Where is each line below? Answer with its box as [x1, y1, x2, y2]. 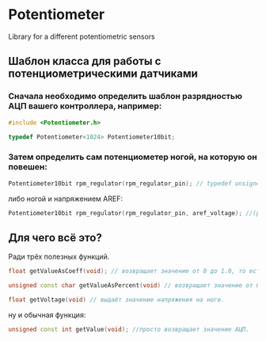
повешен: [8, 161, 47, 172]
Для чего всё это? [8, 231, 103, 244]
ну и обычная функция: [8, 310, 86, 320]
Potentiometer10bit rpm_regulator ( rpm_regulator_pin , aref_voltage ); [8, 209, 243, 217]
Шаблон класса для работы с [8, 55, 161, 68]
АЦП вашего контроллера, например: [8, 100, 162, 112]
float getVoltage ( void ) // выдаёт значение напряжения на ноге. [8, 295, 225, 304]
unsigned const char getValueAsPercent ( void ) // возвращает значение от [8, 282, 253, 290]
